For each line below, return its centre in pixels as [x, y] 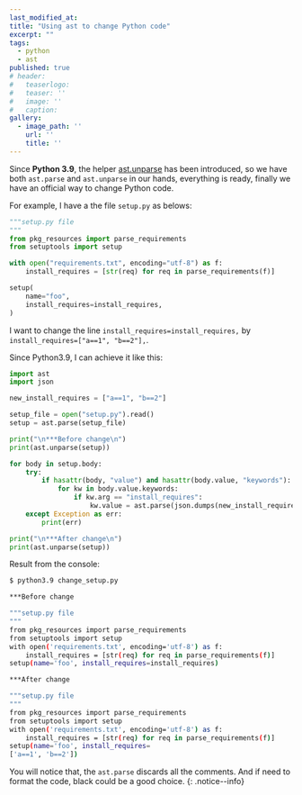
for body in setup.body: [56, 464]
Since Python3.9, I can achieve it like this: [86, 357]
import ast [30, 374]
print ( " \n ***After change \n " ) [66, 538]
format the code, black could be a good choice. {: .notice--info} [127, 781]
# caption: [34, 110]
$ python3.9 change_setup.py [64, 581]
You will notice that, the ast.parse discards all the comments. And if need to [150, 772]
